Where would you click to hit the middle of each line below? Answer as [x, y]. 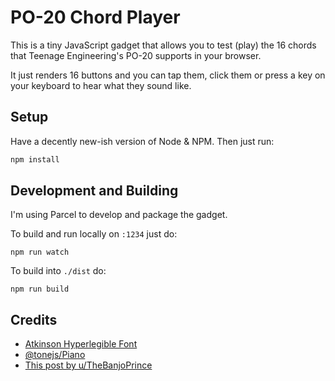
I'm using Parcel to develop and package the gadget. [119, 215]
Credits [34, 319]
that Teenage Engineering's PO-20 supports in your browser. [136, 55]
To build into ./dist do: [58, 271]
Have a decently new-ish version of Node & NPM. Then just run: [142, 141]
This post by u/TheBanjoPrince [88, 365]
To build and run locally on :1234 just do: [94, 234]
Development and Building [94, 191]
